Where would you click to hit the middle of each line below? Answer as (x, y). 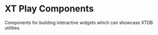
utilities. (13, 27)
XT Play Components (49, 9)
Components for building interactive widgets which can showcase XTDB (79, 22)
